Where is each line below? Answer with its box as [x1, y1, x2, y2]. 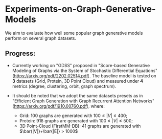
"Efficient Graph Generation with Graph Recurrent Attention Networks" [12, 98, 155, 104]
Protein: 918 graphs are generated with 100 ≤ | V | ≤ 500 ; [19, 117, 133, 123]
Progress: [5, 49, 36, 58]
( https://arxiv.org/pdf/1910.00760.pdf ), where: [12, 103, 105, 109]
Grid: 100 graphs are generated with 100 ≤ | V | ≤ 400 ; [19, 113, 128, 118]
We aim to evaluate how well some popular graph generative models [5, 30, 143, 36]
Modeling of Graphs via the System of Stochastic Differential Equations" [12, 68, 158, 73]
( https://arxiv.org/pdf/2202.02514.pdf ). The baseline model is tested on [12, 72, 157, 79]
